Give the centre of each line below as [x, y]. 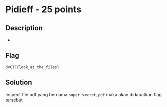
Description [24, 28]
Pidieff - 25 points [44, 9]
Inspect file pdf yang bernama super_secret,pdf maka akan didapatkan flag [83, 94]
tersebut [14, 100]
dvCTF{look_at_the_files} [32, 67]
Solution [19, 83]
